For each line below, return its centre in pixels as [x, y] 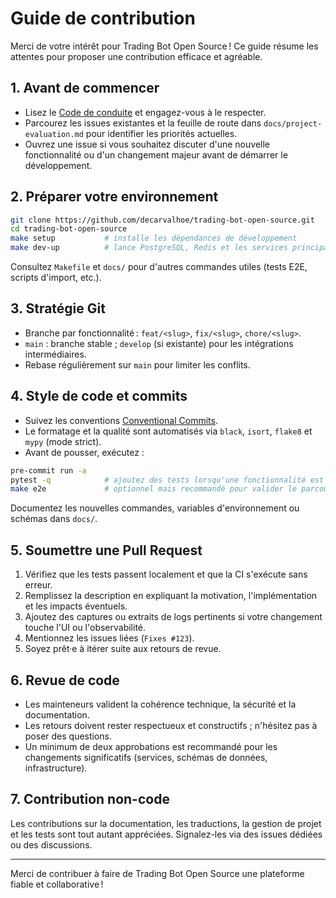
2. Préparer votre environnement [114, 197]
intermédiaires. [55, 354]
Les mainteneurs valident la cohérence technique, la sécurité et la [160, 704]
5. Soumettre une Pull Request [106, 550]
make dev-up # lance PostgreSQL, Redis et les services [149, 248]
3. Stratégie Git [58, 308]
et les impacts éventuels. [76, 606]
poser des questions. [68, 736]
